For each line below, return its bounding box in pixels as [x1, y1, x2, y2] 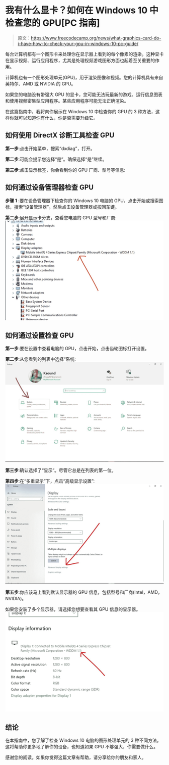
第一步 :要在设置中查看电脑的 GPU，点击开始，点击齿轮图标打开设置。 [5, 346, 149, 352]
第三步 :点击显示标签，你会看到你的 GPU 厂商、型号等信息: [5, 167, 126, 173]
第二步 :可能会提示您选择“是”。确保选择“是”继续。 [5, 156, 107, 162]
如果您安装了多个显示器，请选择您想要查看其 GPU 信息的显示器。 [5, 606, 141, 612]
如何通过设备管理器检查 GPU [5, 183, 94, 192]
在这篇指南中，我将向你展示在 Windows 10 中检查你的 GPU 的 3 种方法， [5, 108, 156, 114]
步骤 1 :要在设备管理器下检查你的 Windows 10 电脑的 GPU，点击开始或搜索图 [5, 198, 163, 204]
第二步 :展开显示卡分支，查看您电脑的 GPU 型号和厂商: [5, 214, 117, 220]
